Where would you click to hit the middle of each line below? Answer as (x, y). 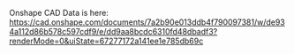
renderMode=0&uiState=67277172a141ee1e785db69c (106, 41)
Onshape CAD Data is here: (59, 13)
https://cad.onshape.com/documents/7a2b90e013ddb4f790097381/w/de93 (147, 22)
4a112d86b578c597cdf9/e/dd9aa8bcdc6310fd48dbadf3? (113, 31)
